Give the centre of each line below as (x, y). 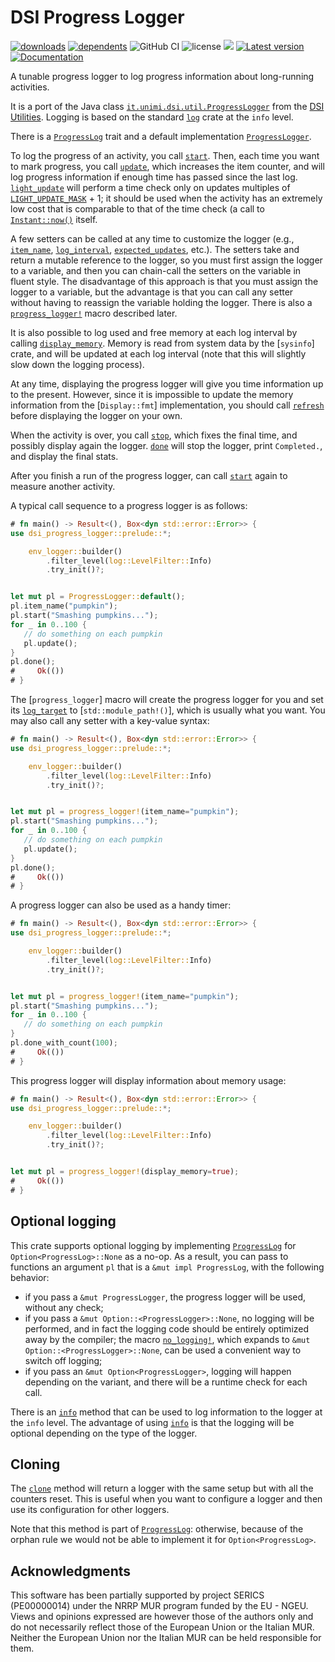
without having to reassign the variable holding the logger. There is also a (161, 302)
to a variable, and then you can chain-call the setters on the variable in (156, 270)
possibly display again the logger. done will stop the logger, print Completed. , (166, 445)
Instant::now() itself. (54, 219)
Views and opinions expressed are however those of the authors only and (162, 1617)
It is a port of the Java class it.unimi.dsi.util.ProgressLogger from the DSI (167, 106)
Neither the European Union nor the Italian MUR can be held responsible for (166, 1638)
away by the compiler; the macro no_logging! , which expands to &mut (167, 1339)
